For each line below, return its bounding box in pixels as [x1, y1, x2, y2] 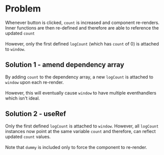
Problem [5, 3, 41, 14]
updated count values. [5, 133, 51, 139]
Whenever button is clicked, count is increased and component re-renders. [5, 19, 159, 25]
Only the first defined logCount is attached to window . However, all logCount [5, 123, 159, 129]
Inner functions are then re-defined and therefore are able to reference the [5, 24, 159, 30]
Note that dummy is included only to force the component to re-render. [5, 144, 147, 150]
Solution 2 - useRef [5, 109, 66, 118]
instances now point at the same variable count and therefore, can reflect [5, 128, 156, 134]
